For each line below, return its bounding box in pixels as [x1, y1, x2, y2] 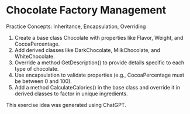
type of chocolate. [14, 65, 59, 72]
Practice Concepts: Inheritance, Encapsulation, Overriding [6, 23, 146, 30]
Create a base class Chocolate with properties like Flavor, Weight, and [14, 34, 184, 41]
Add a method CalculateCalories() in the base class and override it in [14, 84, 181, 91]
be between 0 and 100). [14, 77, 72, 85]
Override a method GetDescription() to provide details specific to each [14, 59, 185, 66]
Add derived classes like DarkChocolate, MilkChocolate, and [14, 46, 161, 53]
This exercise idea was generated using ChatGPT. [6, 101, 127, 108]
